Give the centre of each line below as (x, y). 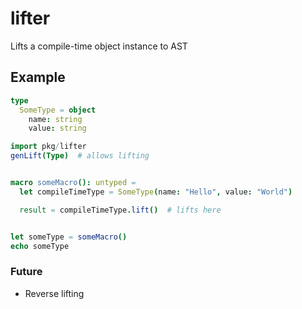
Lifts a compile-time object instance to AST (99, 46)
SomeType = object (58, 110)
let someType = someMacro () (69, 237)
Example (38, 77)
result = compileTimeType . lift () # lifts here (120, 210)
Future (26, 272)
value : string (57, 128)
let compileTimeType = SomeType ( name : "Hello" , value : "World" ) (156, 192)
